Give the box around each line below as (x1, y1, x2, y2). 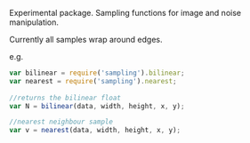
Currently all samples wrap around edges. (9, 35, 163, 44)
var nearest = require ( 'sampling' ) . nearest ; (9, 76, 177, 85)
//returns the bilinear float (9, 93, 122, 102)
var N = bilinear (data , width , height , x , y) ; (9, 101, 185, 110)
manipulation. (9, 17, 60, 28)
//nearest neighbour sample (9, 117, 114, 127)
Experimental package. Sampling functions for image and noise (9, 8, 242, 18)
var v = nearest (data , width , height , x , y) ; (9, 126, 181, 135)
